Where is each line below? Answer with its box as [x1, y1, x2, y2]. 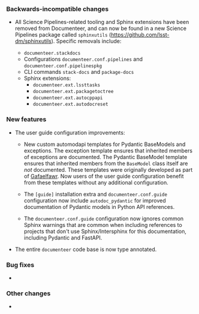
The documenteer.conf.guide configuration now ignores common [23, 215, 184, 222]
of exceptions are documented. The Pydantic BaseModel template [23, 153, 188, 160]
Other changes [6, 289, 51, 297]
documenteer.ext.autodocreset [32, 101, 108, 107]
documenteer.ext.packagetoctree [32, 89, 114, 95]
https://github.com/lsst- [110, 31, 170, 38]
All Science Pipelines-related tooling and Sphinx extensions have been [14, 19, 189, 26]
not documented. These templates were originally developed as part [23, 166, 193, 173]
